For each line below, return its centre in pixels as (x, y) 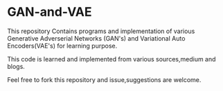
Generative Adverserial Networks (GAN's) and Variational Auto (96, 38)
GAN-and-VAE (50, 12)
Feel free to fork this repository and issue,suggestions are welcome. (104, 79)
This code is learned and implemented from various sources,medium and (111, 59)
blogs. (16, 66)
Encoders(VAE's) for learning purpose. (62, 45)
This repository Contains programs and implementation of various (101, 31)
